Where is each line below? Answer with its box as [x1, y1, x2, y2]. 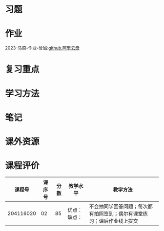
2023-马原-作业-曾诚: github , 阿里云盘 [5, 45, 80, 51]
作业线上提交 [108, 217, 138, 224]
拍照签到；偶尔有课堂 [94, 210, 143, 217]
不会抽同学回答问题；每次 [89, 203, 148, 210]
